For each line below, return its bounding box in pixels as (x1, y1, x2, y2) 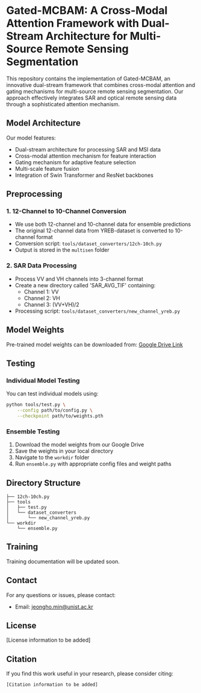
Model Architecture (6, 118, 81, 129)
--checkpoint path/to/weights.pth (17, 413, 104, 419)
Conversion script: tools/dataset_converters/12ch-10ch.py (14, 240, 162, 247)
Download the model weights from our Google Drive (14, 441, 144, 449)
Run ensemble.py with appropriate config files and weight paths (14, 460, 172, 468)
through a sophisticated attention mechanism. (6, 100, 120, 107)
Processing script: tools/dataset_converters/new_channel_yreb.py (14, 307, 181, 315)
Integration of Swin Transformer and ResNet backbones (14, 171, 153, 179)
